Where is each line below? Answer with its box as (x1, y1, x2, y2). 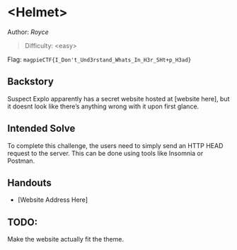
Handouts (7, 176, 52, 188)
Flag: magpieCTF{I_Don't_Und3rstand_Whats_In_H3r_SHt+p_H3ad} (7, 55, 192, 64)
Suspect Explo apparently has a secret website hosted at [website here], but (7, 94, 230, 103)
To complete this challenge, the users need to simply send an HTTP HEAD (7, 141, 224, 149)
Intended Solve (7, 123, 76, 135)
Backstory (7, 76, 54, 88)
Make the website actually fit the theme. (7, 235, 124, 244)
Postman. (7, 157, 35, 165)
